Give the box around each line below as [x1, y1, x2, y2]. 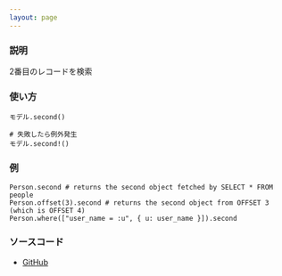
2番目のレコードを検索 [9, 66, 93, 77]
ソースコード [9, 236, 64, 248]
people [9, 191, 34, 199]
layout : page [9, 12, 58, 22]
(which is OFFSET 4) [9, 206, 87, 215]
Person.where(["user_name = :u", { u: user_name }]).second [9, 214, 238, 223]
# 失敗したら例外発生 [9, 130, 78, 139]
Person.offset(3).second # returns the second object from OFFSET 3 [9, 198, 270, 207]
